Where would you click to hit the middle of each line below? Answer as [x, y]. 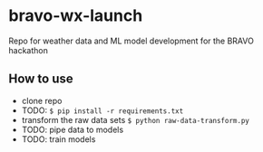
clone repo [42, 100]
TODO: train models [58, 139]
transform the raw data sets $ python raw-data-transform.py [136, 119]
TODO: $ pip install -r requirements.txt [102, 110]
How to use [41, 79]
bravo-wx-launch [76, 16]
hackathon [29, 50]
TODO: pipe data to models [73, 129]
